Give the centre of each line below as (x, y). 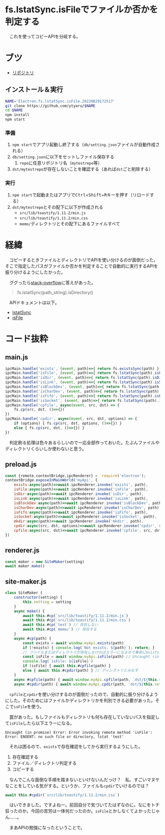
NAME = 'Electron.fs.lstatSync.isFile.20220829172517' (60, 101)
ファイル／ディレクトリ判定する (44, 763)
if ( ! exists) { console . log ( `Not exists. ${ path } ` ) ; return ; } (89, 648)
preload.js (21, 464)
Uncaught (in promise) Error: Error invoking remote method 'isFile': (79, 732)
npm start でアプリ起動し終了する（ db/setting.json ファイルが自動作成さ (86, 144)
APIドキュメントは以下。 (34, 303)
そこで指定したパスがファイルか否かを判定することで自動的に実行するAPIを (82, 266)
